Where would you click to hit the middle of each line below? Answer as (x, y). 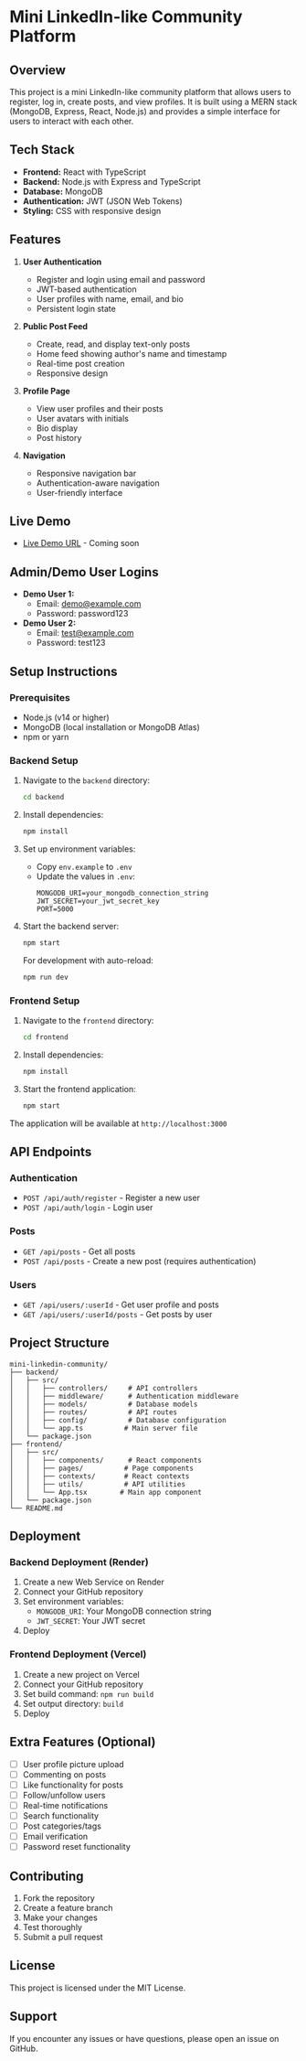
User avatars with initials (83, 418)
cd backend (43, 798)
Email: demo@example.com (89, 604)
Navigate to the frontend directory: (88, 1021)
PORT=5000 (55, 909)
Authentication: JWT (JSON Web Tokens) (102, 201)
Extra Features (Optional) (83, 1742)
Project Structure (59, 1343)
